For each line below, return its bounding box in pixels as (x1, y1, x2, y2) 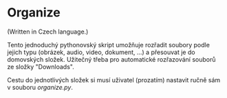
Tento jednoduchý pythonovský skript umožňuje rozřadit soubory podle (7, 40, 210, 49)
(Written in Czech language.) (7, 27, 89, 36)
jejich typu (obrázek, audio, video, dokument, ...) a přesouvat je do (7, 48, 195, 56)
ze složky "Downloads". (7, 62, 74, 71)
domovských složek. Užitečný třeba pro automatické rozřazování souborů (7, 55, 216, 63)
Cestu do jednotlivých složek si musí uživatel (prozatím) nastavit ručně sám (7, 75, 221, 84)
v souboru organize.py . (7, 83, 74, 91)
